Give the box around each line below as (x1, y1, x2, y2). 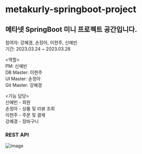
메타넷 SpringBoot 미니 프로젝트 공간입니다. (5, 25, 137, 34)
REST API (5, 131, 29, 138)
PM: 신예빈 (5, 63, 28, 69)
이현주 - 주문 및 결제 (5, 112, 46, 118)
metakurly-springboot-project (5, 4, 137, 15)
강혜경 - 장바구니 (5, 118, 39, 124)
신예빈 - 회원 (5, 99, 31, 105)
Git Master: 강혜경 (5, 82, 42, 88)
